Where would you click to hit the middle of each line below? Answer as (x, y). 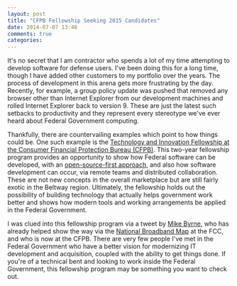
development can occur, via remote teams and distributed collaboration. (112, 172)
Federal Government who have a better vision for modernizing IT (102, 246)
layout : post (27, 14)
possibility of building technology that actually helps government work (110, 195)
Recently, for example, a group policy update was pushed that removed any (118, 91)
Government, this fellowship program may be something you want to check (117, 269)
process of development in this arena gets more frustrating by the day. (110, 83)
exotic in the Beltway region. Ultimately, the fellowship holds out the (106, 187)
